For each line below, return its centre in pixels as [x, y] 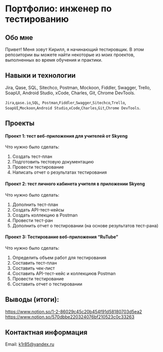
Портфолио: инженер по [58, 9]
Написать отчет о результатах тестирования [60, 172]
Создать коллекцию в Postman [45, 215]
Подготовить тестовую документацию [53, 162]
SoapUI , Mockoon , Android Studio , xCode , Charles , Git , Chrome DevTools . [73, 108]
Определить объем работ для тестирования [59, 257]
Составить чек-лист [33, 268]
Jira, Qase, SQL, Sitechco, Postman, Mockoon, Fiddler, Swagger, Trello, [78, 87]
